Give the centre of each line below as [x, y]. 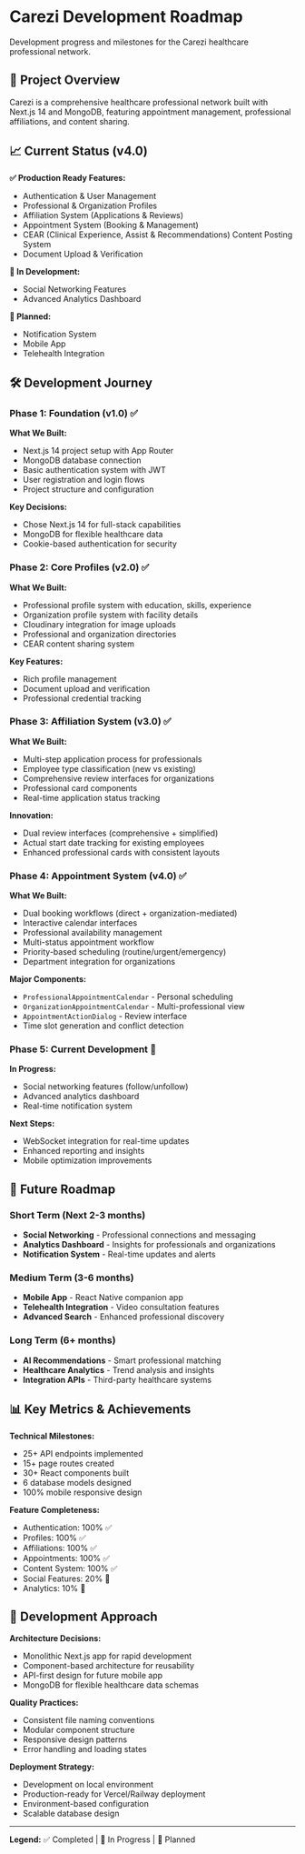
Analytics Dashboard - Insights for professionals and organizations [149, 1245]
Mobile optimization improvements [87, 1160]
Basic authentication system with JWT [94, 470]
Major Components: [48, 979]
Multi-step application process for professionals [112, 759]
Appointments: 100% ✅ [66, 1558]
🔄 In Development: [44, 271]
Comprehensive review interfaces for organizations [118, 778]
